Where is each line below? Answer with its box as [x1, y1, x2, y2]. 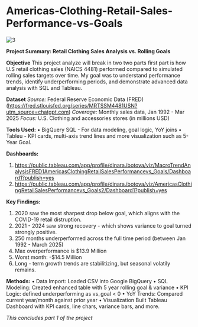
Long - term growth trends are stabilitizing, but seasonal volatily [14, 260, 170, 267]
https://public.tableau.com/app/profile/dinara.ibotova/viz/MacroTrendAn [14, 161, 191, 169]
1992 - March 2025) [14, 241, 64, 248]
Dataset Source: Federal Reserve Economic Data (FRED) [6, 96, 144, 103]
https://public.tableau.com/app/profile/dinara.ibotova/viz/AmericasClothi [14, 180, 192, 187]
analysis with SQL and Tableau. [6, 84, 83, 91]
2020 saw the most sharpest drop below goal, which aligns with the [14, 209, 180, 216]
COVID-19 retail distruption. [14, 216, 82, 223]
